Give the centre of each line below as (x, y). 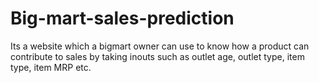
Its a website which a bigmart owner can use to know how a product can (160, 46)
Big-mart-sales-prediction (122, 18)
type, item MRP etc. (51, 67)
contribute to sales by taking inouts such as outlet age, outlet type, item (157, 56)
